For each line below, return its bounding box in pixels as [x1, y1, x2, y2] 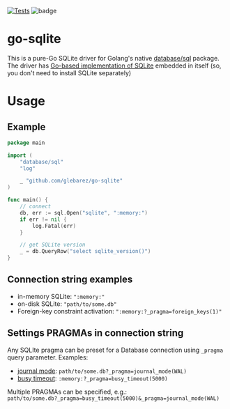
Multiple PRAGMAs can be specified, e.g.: [7, 387, 128, 396]
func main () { [7, 196, 49, 203]
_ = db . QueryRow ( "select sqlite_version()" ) [20, 248, 151, 255]
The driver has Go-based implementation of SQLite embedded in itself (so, [7, 61, 222, 70]
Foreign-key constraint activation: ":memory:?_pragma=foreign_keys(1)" [17, 307, 222, 315]
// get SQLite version [20, 241, 86, 249]
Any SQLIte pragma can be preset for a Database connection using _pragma [7, 346, 224, 354]
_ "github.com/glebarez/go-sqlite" [20, 178, 123, 185]
